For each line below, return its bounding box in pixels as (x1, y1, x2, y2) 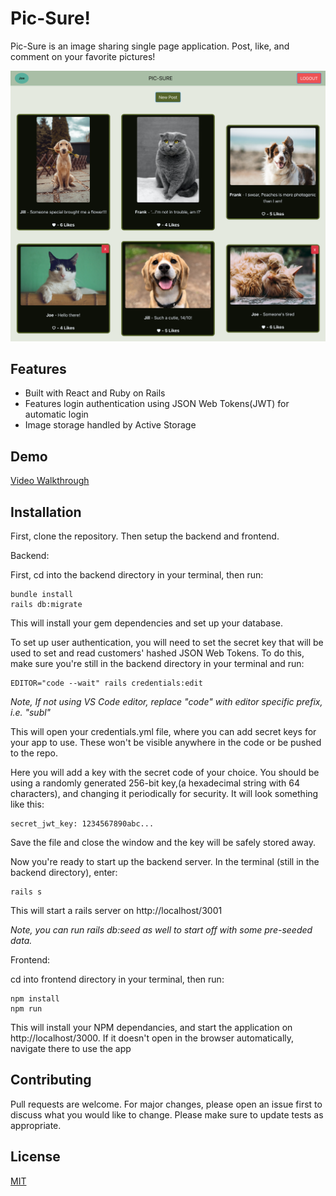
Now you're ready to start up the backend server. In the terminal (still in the (10, 856, 320, 867)
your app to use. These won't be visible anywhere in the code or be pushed (10, 737, 322, 748)
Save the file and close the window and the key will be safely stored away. (10, 837, 317, 848)
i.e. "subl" (10, 707, 52, 718)
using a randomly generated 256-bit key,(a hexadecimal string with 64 (10, 777, 301, 789)
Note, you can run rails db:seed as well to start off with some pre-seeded (10, 924, 313, 936)
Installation (10, 503, 82, 521)
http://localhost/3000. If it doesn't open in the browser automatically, (10, 1032, 295, 1044)
